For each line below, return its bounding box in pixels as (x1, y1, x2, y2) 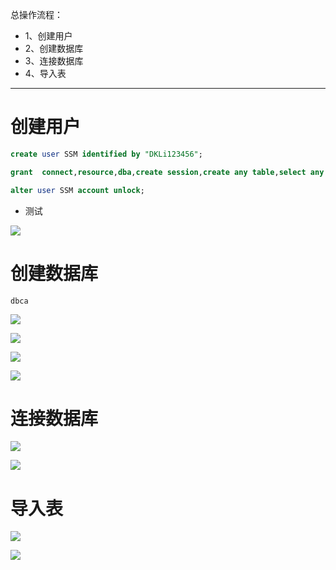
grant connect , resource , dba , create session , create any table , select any (10, 167, 325, 177)
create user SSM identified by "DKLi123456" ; (10, 149, 203, 159)
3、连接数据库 (24, 55, 84, 67)
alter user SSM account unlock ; (10, 185, 145, 195)
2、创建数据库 (24, 43, 84, 54)
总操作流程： (10, 9, 63, 20)
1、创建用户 (24, 30, 73, 42)
